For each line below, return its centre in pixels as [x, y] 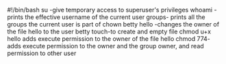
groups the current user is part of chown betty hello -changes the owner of [113, 24]
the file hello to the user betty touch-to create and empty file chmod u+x [109, 31]
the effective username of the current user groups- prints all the [115, 17]
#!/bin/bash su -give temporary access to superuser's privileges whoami [110, 10]
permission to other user [42, 53]
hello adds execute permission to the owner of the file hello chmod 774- [109, 39]
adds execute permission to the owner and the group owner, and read [105, 46]
